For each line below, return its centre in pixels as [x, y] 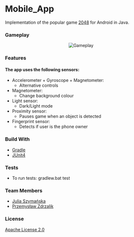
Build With [17, 139]
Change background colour [46, 96]
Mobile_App [30, 9]
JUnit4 [19, 155]
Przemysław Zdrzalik [33, 206]
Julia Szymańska [29, 201]
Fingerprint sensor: [31, 122]
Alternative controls [39, 85]
